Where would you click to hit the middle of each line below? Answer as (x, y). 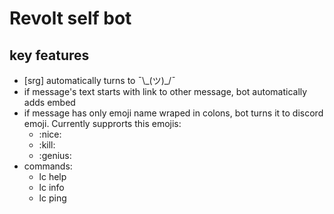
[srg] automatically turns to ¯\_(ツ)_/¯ (99, 80)
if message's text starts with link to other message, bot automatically (165, 91)
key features (49, 55)
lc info (51, 187)
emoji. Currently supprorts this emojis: (102, 123)
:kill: (47, 145)
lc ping (52, 198)
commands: (48, 166)
